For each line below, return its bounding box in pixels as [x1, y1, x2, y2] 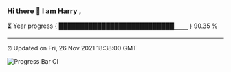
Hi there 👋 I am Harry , [7, 6, 82, 16]
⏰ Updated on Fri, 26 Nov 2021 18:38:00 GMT [7, 44, 137, 52]
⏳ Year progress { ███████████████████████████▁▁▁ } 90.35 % [7, 22, 218, 30]
